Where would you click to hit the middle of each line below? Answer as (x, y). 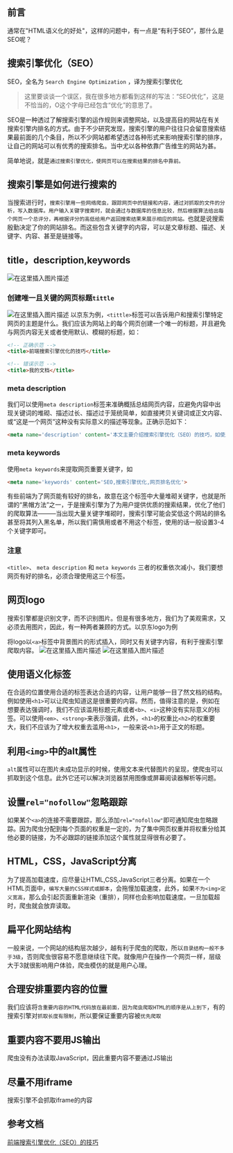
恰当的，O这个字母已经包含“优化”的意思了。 (93, 105)
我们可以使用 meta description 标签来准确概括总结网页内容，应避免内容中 (111, 404)
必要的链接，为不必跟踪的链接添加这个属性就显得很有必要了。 (101, 837)
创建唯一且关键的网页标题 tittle (61, 298)
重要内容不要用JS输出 (54, 1040)
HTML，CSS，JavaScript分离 (72, 861)
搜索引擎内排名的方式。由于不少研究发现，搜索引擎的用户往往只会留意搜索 (113, 128)
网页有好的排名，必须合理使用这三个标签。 (68, 575)
